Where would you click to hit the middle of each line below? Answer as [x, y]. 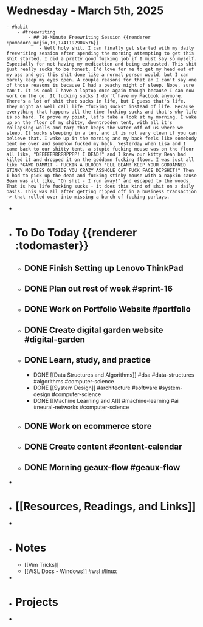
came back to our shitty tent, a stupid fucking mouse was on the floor [100, 149]
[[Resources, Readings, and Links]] [105, 506]
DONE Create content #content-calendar [103, 447]
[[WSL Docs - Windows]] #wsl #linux [71, 571]
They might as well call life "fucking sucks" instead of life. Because [100, 106]
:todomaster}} [52, 246]
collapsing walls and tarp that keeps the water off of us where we [95, 128]
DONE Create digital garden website [94, 330]
